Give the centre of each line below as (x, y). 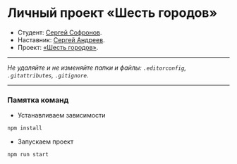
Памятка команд (38, 100)
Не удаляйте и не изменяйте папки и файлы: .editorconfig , (97, 68)
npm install (25, 128)
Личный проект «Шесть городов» (112, 13)
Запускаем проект (45, 141)
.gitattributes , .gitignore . (48, 75)
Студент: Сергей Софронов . (60, 32)
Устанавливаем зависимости (61, 115)
